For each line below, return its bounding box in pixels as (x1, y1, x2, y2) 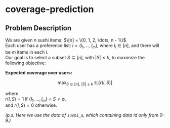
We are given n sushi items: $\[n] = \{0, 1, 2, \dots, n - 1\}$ (5, 37, 126, 43)
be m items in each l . (5, 49, 49, 55)
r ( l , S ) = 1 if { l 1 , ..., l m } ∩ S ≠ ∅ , (5, 96, 66, 103)
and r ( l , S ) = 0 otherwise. (5, 102, 57, 108)
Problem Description (5, 24, 72, 32)
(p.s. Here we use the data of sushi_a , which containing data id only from (5, 112, 159, 118)
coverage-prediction (5, 4, 95, 15)
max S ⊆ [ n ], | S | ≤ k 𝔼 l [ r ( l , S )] (57, 79, 113, 87)
